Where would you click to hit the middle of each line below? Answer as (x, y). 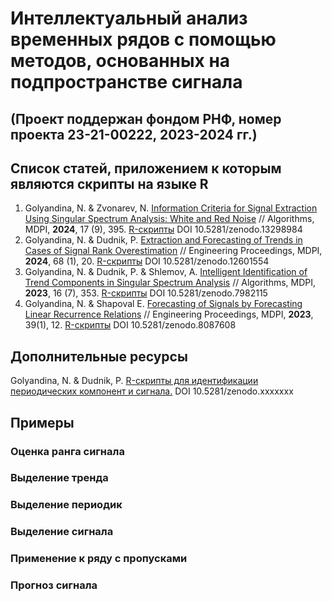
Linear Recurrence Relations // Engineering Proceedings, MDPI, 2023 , (169, 314)
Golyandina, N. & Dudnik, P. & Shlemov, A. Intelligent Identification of (166, 272)
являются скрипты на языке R (109, 183)
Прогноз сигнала (54, 585)
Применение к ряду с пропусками (99, 559)
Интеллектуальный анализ (129, 18)
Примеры (42, 422)
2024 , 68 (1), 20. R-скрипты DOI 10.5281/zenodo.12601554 (147, 261)
